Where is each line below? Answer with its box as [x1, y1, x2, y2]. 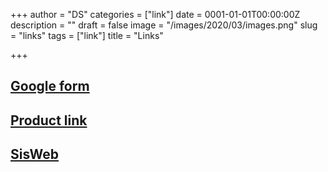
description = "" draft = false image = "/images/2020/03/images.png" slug [10, 19, 318, 31]
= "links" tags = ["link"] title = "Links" [10, 30, 164, 41]
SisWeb [10, 146, 59, 163]
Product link [10, 112, 88, 129]
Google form [10, 78, 90, 95]
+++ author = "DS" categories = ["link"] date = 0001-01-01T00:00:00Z [10, 9, 301, 20]
